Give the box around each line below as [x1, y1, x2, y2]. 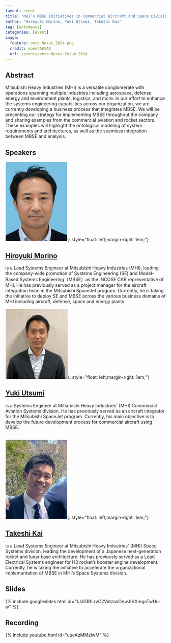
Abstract [5, 71, 34, 80]
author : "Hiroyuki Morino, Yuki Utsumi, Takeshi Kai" [5, 19, 122, 24]
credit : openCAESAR [10, 46, 51, 51]
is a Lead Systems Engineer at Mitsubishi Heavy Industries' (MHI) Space [5, 542, 157, 549]
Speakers [5, 148, 37, 157]
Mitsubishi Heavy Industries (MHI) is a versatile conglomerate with [5, 84, 145, 90]
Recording [5, 618, 39, 627]
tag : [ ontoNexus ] [5, 25, 42, 30]
